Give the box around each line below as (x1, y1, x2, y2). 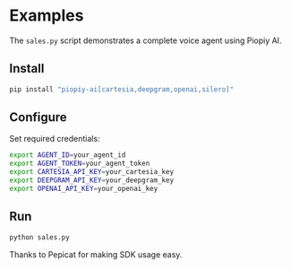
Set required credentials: (9, 134, 100, 144)
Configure (9, 109, 67, 126)
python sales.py (9, 232, 70, 242)
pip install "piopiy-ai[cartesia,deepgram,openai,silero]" (9, 84, 235, 94)
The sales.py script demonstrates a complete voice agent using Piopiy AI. (9, 35, 282, 46)
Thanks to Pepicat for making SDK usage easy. (9, 248, 183, 260)
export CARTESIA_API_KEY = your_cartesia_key (9, 168, 175, 177)
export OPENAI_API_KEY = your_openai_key (9, 184, 158, 193)
